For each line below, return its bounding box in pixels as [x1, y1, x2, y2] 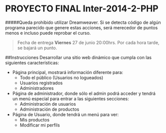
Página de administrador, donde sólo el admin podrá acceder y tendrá [12, 90, 156, 96]
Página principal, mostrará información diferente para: [12, 69, 123, 75]
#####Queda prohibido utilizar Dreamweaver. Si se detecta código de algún [5, 19, 161, 25]
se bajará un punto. [17, 45, 57, 51]
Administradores [19, 85, 54, 91]
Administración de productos [19, 106, 80, 112]
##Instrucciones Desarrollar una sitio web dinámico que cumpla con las [5, 54, 152, 60]
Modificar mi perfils [19, 122, 60, 128]
